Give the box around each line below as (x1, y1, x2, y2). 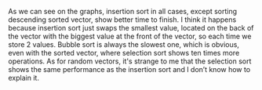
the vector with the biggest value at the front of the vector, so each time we (8, 31, 252, 41)
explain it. (8, 74, 39, 82)
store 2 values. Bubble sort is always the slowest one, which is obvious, (8, 40, 239, 49)
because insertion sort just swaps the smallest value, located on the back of (8, 23, 254, 32)
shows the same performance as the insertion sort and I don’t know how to (8, 65, 251, 74)
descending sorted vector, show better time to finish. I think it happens (8, 15, 237, 24)
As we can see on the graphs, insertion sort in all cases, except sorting (8, 7, 238, 16)
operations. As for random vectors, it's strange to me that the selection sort (8, 56, 252, 66)
